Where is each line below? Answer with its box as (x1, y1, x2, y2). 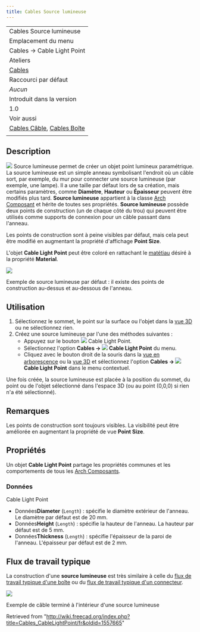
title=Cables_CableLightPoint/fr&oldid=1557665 (6, 619, 123, 626)
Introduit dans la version (9, 95, 77, 103)
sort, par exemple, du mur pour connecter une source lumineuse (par (6, 175, 176, 182)
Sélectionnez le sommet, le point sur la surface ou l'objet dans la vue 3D (14, 318, 192, 325)
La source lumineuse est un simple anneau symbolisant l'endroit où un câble (6, 169, 194, 176)
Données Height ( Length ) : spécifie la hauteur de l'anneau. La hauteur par (14, 520, 194, 528)
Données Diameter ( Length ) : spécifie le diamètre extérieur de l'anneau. (14, 507, 189, 515)
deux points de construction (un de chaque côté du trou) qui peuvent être (6, 207, 187, 215)
